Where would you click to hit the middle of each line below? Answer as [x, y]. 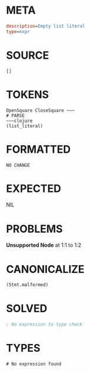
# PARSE [16, 115]
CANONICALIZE [45, 269]
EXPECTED [34, 189]
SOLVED [27, 309]
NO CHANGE [18, 165]
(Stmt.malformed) [27, 285]
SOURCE [28, 55]
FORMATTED [38, 149]
